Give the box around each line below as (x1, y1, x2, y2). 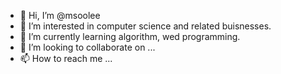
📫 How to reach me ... (19, 53, 113, 64)
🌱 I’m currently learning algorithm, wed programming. (19, 31, 241, 42)
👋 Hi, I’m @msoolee (19, 10, 101, 21)
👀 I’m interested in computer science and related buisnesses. (19, 20, 272, 32)
